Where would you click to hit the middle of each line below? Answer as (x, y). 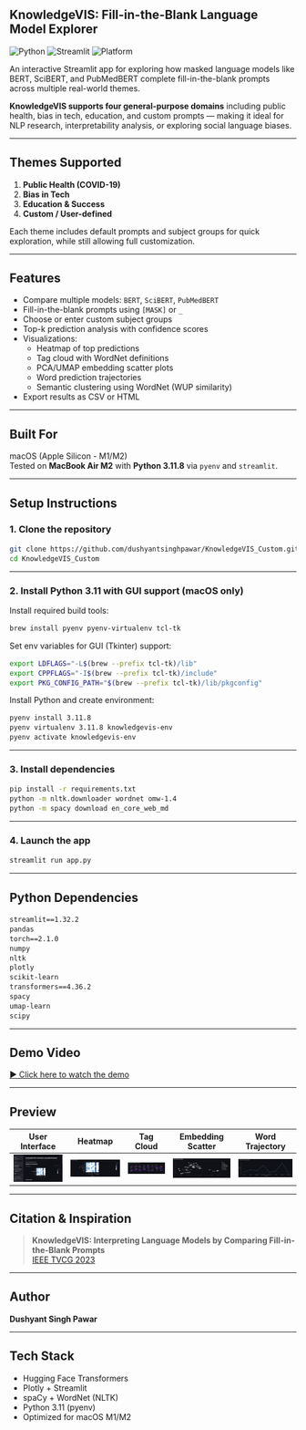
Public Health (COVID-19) (71, 184)
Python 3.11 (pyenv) (59, 1407)
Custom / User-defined (67, 213)
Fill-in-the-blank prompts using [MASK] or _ (103, 310)
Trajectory (265, 1146)
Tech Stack (42, 1357)
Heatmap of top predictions (87, 348)
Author (30, 1297)
